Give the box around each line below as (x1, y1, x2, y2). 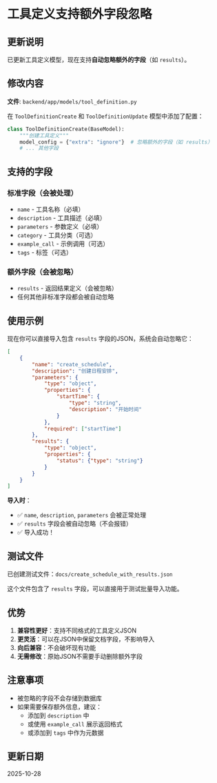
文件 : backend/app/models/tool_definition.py (7, 97, 137, 106)
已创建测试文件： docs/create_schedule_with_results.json (7, 570, 174, 578)
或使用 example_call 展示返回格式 (27, 720, 123, 728)
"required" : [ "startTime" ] (43, 425, 122, 432)
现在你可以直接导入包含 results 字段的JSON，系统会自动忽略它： (7, 335, 194, 343)
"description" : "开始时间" (68, 406, 143, 413)
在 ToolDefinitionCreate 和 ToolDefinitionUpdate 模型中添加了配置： (7, 112, 205, 120)
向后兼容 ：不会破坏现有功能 (17, 643, 96, 652)
